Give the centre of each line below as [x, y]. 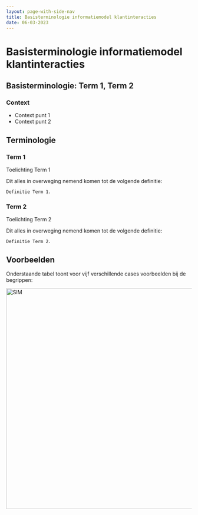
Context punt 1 [32, 115]
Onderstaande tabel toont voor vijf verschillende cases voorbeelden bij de [96, 274]
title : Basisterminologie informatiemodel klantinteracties [82, 17]
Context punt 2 [33, 122]
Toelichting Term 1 [28, 170]
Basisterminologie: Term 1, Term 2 [70, 86]
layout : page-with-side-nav [41, 11]
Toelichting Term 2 [29, 220]
